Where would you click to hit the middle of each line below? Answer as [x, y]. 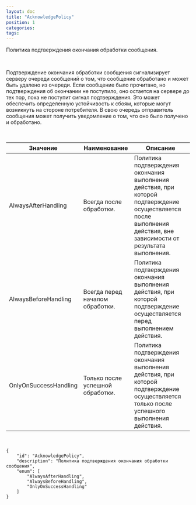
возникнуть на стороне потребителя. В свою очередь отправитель [90, 110]
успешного [150, 411]
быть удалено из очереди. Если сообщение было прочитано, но [86, 85]
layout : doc [20, 11]
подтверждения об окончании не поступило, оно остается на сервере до [98, 91]
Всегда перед [103, 292]
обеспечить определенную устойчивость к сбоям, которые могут [88, 104]
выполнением [154, 328]
